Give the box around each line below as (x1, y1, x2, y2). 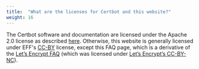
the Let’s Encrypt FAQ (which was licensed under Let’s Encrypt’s (6, 50, 166, 57)
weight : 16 (6, 14, 34, 20)
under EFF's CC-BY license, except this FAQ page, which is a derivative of (6, 43, 191, 51)
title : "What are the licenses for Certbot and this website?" (6, 8, 171, 15)
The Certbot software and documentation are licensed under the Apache (6, 31, 188, 38)
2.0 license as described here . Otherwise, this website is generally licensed (6, 37, 194, 44)
